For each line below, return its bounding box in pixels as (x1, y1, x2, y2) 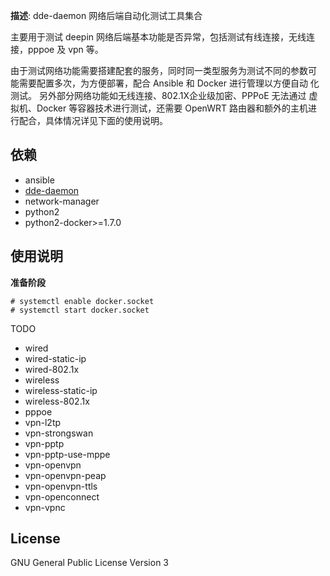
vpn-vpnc (24, 501, 66, 513)
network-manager (24, 195, 100, 207)
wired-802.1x (24, 363, 80, 375)
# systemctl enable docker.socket (10, 296, 155, 306)
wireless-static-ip (24, 384, 98, 396)
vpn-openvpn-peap (24, 469, 107, 481)
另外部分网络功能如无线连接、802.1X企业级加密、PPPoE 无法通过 (38, 90, 307, 101)
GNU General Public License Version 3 (10, 557, 169, 569)
